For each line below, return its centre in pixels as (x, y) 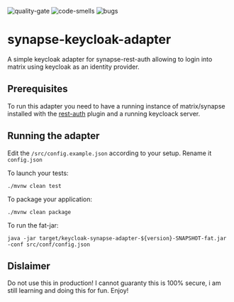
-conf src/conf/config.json (49, 245)
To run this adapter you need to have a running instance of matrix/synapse (116, 106)
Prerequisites (38, 89)
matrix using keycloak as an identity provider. (73, 67)
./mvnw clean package (39, 212)
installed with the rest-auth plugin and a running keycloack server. (104, 113)
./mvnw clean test (34, 186)
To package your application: (50, 199)
